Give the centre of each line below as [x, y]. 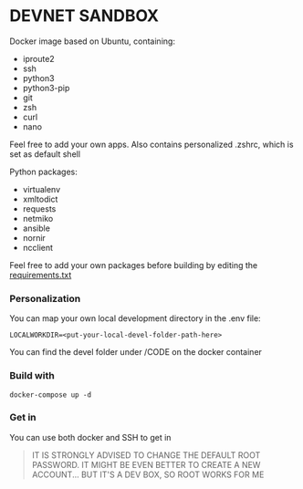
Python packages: [43, 172]
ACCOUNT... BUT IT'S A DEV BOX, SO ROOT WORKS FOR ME [148, 474]
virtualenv [42, 189]
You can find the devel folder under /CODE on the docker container [136, 352]
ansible [36, 228]
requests [39, 208]
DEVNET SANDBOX [84, 16]
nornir [34, 237]
